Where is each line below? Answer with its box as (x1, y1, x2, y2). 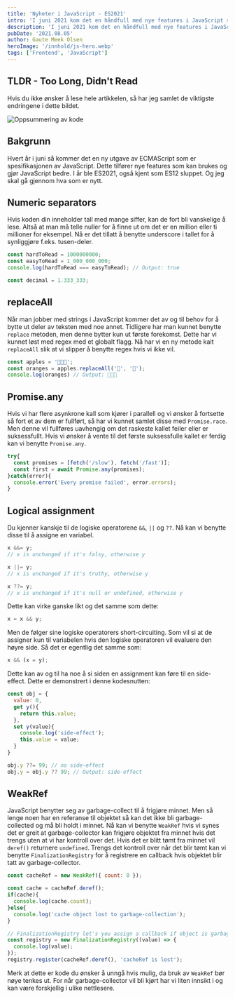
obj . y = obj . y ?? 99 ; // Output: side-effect (7, 768, 142, 775)
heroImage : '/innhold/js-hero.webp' (7, 43, 114, 50)
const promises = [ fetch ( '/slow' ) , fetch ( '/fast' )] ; (13, 459, 171, 467)
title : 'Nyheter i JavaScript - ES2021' (7, 10, 127, 18)
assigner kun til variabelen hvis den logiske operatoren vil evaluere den (7, 636, 212, 644)
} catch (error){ (7, 472, 52, 479)
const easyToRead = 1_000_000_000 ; (7, 257, 111, 265)
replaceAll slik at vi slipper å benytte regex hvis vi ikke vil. (7, 344, 176, 353)
